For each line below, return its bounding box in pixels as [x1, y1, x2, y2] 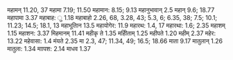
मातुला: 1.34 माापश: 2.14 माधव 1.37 [7, 45, 92, 52]
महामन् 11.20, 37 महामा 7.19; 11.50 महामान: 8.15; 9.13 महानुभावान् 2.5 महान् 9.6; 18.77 [7, 6, 215, 14]
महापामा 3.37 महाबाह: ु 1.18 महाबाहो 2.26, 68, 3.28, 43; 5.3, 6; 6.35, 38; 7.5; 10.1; [7, 14, 218, 21]
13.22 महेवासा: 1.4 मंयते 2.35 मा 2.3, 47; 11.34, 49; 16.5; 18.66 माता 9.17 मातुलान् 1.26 [7, 37, 223, 45]
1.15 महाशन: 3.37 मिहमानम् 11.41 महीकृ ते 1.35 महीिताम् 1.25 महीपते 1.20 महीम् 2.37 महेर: [7, 29, 216, 37]
